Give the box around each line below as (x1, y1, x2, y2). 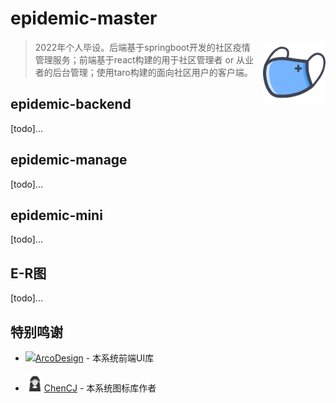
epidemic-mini (10, 207, 103, 224)
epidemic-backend (10, 96, 132, 113)
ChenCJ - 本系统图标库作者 (43, 382, 157, 394)
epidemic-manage (10, 152, 128, 169)
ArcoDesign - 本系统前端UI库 (34, 352, 155, 364)
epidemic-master (10, 7, 158, 30)
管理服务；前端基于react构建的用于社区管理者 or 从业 (34, 53, 255, 66)
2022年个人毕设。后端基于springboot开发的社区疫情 (34, 41, 251, 53)
